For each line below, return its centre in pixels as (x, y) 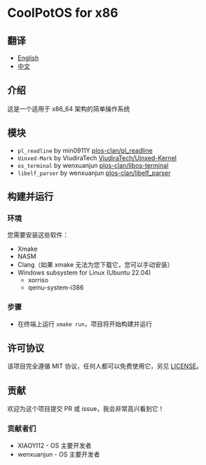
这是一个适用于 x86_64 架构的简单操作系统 (69, 109)
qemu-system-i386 (56, 288)
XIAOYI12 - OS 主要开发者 (54, 445)
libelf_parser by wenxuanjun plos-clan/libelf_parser (94, 173)
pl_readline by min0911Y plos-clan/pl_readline (85, 150)
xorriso (38, 280)
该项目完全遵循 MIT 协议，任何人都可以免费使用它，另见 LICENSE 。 (105, 366)
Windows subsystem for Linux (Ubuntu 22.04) (84, 273)
